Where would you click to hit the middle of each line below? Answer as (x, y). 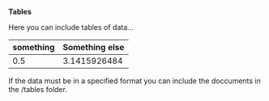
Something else (94, 47)
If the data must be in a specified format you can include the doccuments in (135, 81)
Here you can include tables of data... (71, 27)
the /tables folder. (38, 89)
